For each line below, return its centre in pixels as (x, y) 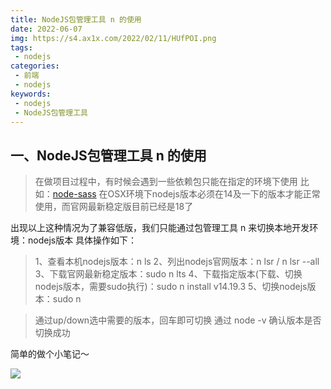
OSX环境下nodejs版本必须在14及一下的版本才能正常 (214, 194)
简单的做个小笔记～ (50, 354)
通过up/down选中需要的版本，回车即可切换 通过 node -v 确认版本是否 (178, 320)
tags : (21, 47)
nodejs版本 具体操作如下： (82, 240)
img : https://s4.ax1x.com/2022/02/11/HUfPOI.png (113, 38)
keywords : (31, 94)
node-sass (74, 194)
